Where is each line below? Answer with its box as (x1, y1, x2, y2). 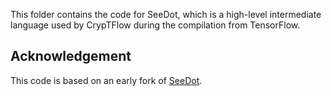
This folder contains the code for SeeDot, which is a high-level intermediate (10, 9, 322, 20)
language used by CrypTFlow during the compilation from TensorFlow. (10, 19, 301, 31)
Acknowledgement (10, 48, 132, 65)
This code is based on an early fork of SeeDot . (10, 74, 203, 86)
